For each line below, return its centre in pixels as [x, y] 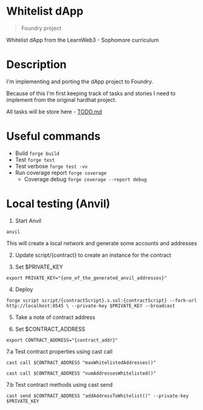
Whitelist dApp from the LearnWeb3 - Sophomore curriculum [83, 40]
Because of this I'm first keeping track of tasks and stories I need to [91, 93]
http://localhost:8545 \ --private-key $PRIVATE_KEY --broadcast [91, 306]
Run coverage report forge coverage [61, 173]
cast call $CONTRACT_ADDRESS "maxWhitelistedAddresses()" [81, 362]
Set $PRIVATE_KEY [39, 267]
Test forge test [35, 159]
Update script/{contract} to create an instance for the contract [93, 255]
